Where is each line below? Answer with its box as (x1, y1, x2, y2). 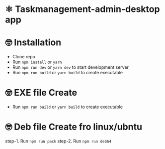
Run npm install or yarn (12, 59, 62, 65)
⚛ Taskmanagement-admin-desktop (5, 3, 160, 15)
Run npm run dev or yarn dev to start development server (12, 64, 129, 70)
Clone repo (12, 54, 36, 60)
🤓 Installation (5, 37, 62, 48)
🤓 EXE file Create (5, 87, 78, 98)
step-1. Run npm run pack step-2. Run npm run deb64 (5, 138, 112, 144)
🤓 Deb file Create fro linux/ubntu (5, 121, 143, 133)
